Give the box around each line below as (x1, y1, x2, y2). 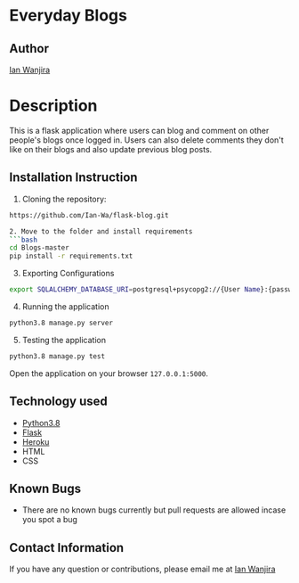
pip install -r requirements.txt (9, 251, 133, 261)
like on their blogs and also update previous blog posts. (9, 144, 213, 154)
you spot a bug (21, 514, 78, 525)
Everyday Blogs (9, 5, 127, 26)
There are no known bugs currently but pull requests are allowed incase (21, 505, 287, 515)
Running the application (21, 301, 109, 312)
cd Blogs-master (9, 243, 69, 252)
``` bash (9, 235, 38, 244)
